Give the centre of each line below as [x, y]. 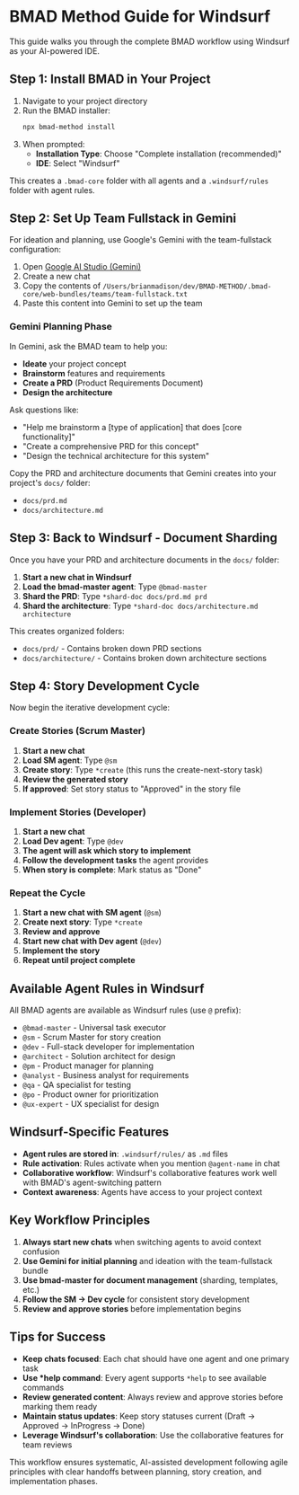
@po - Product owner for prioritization [90, 1094]
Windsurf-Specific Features [89, 1132]
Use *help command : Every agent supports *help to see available [144, 1377]
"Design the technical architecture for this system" [116, 456]
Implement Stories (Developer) [78, 812]
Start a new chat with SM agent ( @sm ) [92, 913]
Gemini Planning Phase [61, 327]
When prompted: [53, 144]
